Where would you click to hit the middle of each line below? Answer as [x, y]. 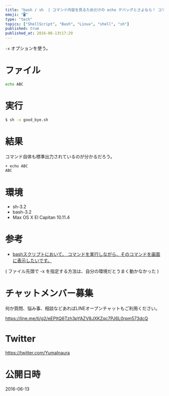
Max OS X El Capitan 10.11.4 [41, 218]
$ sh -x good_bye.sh [27, 120]
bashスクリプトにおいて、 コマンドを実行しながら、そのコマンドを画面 [86, 254]
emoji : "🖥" [17, 15]
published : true [22, 29]
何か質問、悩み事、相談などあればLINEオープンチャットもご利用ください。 [82, 308]
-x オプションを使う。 [28, 48]
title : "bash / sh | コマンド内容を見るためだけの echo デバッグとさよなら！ [80, 10]
